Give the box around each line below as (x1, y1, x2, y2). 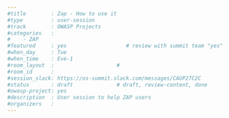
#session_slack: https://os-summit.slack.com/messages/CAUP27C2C (7, 74, 201, 82)
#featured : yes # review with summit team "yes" (7, 42, 223, 49)
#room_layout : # (7, 62, 120, 69)
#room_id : (7, 68, 54, 75)
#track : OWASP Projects (7, 23, 101, 30)
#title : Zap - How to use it (7, 10, 117, 17)
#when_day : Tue (7, 49, 68, 56)
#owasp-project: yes (7, 87, 68, 94)
